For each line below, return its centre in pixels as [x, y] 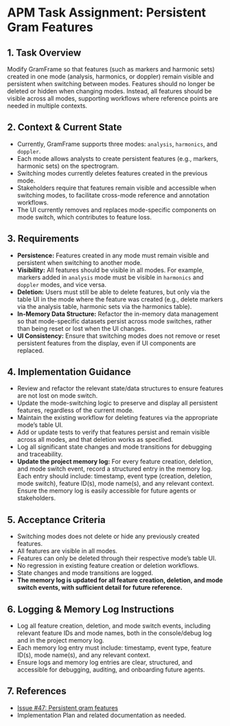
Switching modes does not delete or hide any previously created [108, 536]
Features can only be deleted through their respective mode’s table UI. [116, 558]
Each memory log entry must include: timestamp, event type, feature [114, 648]
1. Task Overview [44, 53]
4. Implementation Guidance [69, 372]
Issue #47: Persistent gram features [68, 707]
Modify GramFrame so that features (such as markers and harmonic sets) [111, 69]
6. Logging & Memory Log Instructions [91, 609]
